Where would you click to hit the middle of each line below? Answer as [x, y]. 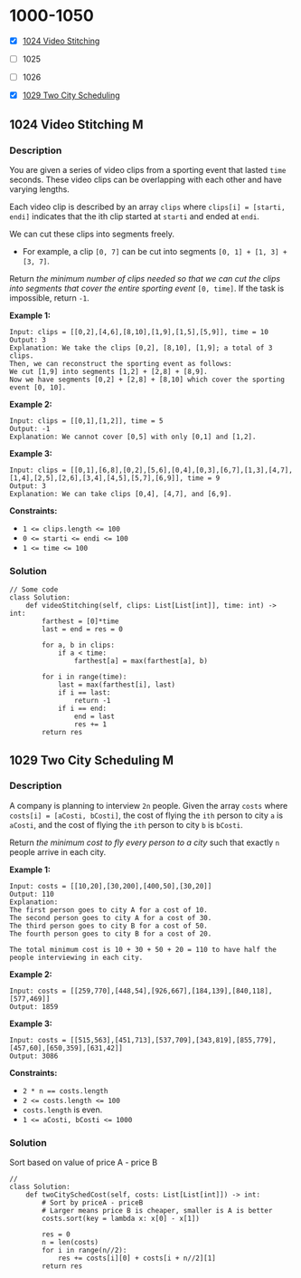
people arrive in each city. [58, 851]
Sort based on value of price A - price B [84, 1163]
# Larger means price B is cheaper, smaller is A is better [157, 1211]
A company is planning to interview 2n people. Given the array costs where [149, 805]
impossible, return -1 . [50, 298]
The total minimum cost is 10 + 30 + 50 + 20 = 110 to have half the [143, 949]
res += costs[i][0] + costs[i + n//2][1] [137, 1259]
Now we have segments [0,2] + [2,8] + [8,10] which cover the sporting [147, 380]
